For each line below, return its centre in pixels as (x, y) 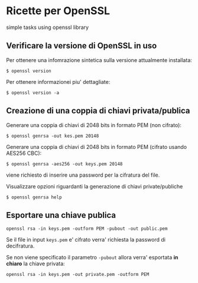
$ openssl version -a (33, 93)
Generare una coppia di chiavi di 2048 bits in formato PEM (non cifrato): (94, 125)
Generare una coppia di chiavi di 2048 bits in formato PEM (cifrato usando (97, 147)
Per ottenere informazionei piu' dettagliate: (58, 82)
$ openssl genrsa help (34, 197)
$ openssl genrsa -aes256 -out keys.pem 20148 (64, 164)
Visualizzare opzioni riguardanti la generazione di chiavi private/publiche (95, 186)
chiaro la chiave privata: (35, 264)
